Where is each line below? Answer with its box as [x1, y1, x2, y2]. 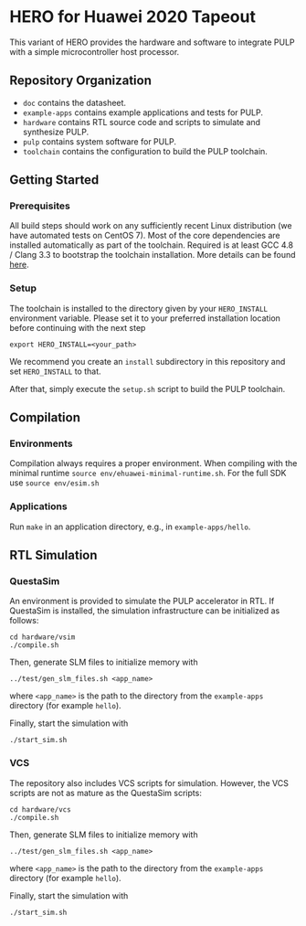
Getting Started [9, 172, 100, 188]
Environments [9, 437, 73, 450]
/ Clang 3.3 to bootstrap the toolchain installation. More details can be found [9, 250, 296, 261]
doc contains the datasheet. [22, 97, 126, 108]
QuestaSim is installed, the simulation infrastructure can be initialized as [9, 605, 280, 616]
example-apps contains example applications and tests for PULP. [22, 107, 263, 118]
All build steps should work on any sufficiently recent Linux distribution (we [9, 220, 292, 231]
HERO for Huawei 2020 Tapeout [9, 6, 256, 27]
